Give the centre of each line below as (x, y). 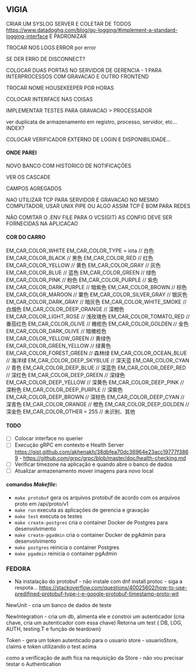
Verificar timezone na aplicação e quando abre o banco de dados (93, 464)
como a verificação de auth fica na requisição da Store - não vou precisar (95, 658)
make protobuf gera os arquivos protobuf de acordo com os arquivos (97, 498)
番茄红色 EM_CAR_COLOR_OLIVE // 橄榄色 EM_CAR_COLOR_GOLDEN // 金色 (97, 324)
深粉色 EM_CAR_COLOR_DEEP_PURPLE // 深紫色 (64, 390)
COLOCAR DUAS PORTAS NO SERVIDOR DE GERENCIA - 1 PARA (84, 70)
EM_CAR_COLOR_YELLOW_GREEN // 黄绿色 (59, 338)
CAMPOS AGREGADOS (34, 188)
